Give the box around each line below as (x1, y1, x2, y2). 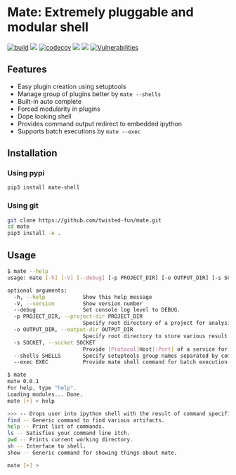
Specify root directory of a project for (82, 320, 206, 327)
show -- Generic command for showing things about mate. (7, 449, 178, 456)
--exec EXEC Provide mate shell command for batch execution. (13, 359, 231, 366)
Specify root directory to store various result (82, 333, 228, 340)
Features (7, 64, 47, 76)
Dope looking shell (17, 112, 72, 120)
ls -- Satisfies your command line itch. (7, 429, 131, 437)
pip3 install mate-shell (7, 184, 80, 192)
